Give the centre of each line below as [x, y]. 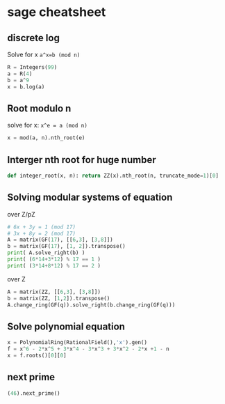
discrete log [34, 38]
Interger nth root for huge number [82, 160]
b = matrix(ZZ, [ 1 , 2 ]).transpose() [59, 298]
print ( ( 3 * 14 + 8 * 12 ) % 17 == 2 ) [54, 265]
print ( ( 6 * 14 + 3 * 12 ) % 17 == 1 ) [54, 259]
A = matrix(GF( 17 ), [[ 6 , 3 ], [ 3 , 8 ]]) [60, 240]
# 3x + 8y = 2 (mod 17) [42, 233]
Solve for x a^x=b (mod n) [44, 54]
